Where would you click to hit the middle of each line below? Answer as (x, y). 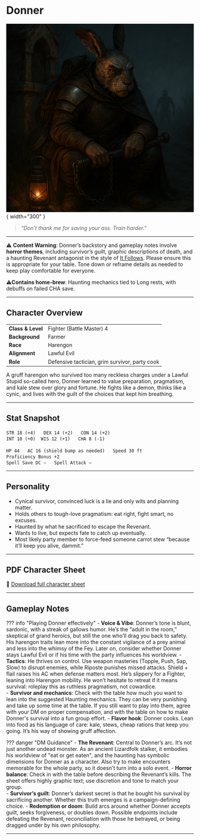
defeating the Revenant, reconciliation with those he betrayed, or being (93, 819)
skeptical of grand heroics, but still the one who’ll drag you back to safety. (97, 636)
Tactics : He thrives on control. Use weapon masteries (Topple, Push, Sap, (97, 661)
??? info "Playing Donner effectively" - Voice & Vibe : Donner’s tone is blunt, (99, 623)
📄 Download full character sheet (46, 584)
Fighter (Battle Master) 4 (78, 328)
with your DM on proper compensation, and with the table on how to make (97, 712)
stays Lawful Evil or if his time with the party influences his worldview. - (94, 655)
